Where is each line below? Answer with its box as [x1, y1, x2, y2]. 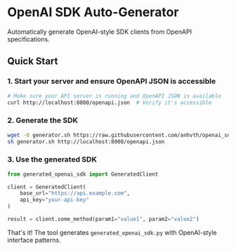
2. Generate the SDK [7, 115, 79, 125]
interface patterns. [7, 236, 61, 244]
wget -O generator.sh [7, 131, 71, 139]
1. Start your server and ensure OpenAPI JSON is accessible [7, 77, 216, 86]
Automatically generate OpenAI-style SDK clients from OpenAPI [7, 27, 192, 36]
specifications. [7, 34, 51, 43]
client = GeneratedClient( [7, 184, 86, 191]
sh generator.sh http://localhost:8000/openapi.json [7, 138, 165, 145]
